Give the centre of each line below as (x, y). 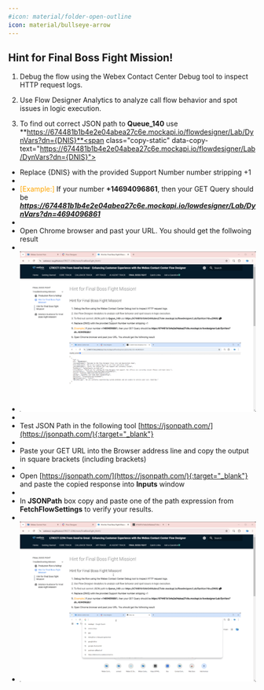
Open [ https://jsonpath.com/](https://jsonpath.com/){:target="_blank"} (134, 476)
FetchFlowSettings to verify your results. (86, 509)
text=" (30, 149)
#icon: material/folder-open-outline (70, 17)
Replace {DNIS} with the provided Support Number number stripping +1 (135, 172)
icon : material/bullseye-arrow (59, 25)
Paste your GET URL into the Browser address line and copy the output (134, 451)
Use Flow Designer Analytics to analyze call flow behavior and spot (128, 100)
